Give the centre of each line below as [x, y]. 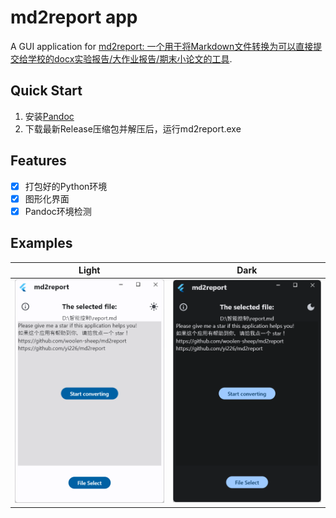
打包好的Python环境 [66, 186]
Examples [41, 243]
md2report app [74, 17]
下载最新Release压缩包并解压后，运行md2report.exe [133, 128]
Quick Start [46, 91]
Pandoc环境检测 [58, 211]
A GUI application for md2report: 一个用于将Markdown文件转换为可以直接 [162, 46]
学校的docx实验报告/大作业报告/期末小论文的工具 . [130, 58]
